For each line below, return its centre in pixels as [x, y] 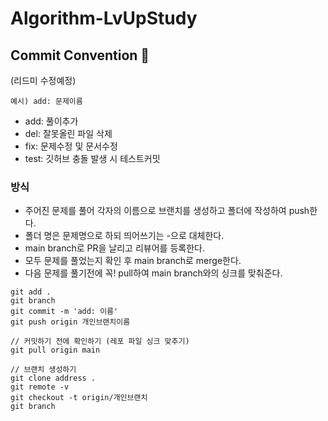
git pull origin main [55, 350]
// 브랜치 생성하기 [43, 370]
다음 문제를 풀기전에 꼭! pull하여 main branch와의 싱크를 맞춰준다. [153, 273]
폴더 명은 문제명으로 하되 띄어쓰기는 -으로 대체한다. [124, 236]
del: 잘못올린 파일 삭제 [68, 133]
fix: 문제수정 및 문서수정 [71, 146]
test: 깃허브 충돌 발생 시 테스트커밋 [92, 158]
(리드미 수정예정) [43, 80]
